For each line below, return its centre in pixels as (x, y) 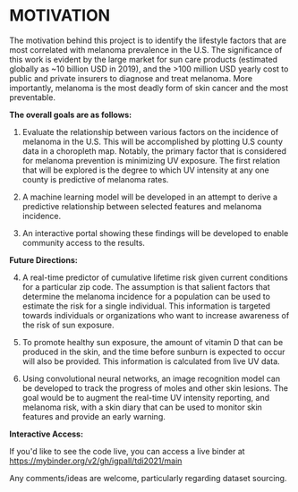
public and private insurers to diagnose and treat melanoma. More (131, 78)
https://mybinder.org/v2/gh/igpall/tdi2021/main (96, 461)
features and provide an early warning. (94, 416)
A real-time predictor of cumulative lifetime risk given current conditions (155, 277)
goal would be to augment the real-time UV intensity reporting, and (146, 397)
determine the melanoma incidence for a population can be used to (146, 296)
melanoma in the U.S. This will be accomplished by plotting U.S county (153, 141)
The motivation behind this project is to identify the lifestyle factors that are (148, 40)
